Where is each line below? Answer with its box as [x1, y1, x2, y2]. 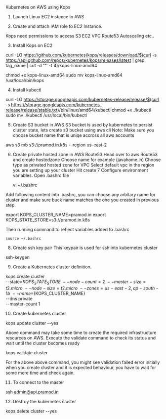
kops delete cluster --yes [5, 408, 57, 414]
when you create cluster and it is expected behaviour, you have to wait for [5, 364, 156, 370]
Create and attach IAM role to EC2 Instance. [12, 23, 103, 29]
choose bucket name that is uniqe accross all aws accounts [12, 132, 135, 138]
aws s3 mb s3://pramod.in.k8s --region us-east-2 [5, 142, 107, 148]
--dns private [5, 295, 33, 301]
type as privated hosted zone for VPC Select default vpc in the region [12, 162, 155, 168]
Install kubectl [12, 87, 41, 93]
